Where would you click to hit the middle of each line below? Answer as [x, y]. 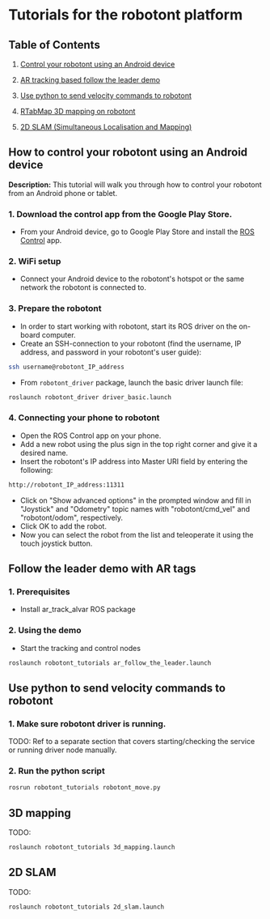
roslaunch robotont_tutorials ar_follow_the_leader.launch [110, 663]
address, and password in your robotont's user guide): [111, 352]
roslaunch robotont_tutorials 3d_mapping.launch [92, 848]
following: [36, 470]
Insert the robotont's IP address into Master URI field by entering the [134, 461]
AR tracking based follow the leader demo [90, 80]
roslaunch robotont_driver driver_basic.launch [90, 397]
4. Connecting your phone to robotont [84, 418]
